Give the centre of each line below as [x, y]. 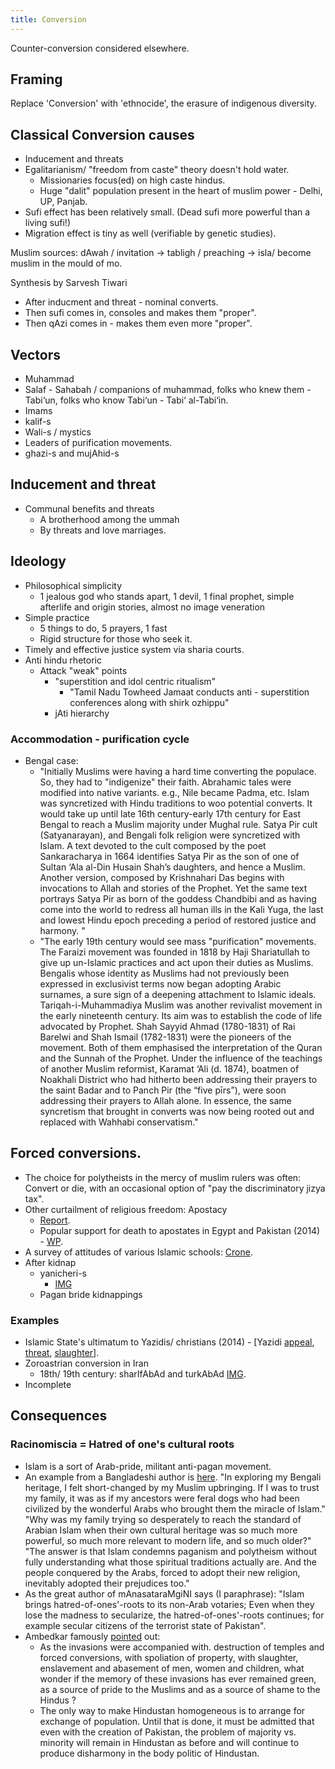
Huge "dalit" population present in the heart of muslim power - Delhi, [181, 191]
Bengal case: [51, 760]
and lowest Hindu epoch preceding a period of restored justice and [178, 920]
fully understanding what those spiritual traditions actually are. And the [170, 1562]
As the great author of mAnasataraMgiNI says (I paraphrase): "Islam [164, 1593]
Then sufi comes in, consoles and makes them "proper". [140, 313]
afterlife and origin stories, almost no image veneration [152, 607]
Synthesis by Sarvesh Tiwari [69, 283]
